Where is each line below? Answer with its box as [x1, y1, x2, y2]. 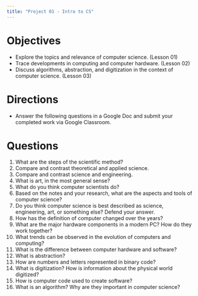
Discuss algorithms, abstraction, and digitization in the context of [15, 66, 173, 73]
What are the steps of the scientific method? [15, 158, 123, 165]
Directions [6, 92, 58, 106]
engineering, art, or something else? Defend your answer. [15, 208, 156, 215]
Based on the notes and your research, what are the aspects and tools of [15, 189, 193, 197]
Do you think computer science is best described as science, [15, 202, 164, 209]
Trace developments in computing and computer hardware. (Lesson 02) [15, 59, 190, 66]
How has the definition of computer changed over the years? [15, 215, 163, 222]
